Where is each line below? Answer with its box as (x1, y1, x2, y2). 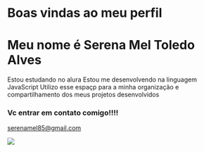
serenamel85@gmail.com (7, 124, 82, 132)
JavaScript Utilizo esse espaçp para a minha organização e (7, 83, 179, 91)
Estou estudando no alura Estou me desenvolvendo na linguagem (7, 75, 197, 84)
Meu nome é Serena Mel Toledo (7, 37, 196, 53)
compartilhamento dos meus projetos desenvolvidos (7, 90, 160, 99)
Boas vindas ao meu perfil (7, 5, 162, 21)
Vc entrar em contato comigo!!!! (7, 108, 119, 118)
